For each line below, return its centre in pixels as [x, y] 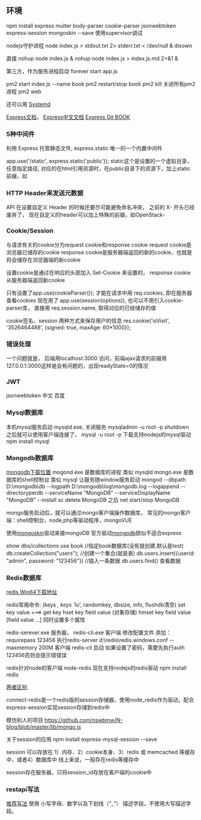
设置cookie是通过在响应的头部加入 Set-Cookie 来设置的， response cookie [98, 272]
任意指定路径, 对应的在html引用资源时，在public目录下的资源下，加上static [98, 169]
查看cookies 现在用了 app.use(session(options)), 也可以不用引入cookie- [95, 300]
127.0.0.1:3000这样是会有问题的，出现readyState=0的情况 [77, 366]
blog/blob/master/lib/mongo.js [44, 727]
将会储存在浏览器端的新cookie [43, 260]
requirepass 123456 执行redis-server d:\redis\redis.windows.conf [87, 640]
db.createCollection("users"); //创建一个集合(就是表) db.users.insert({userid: [100, 553]
